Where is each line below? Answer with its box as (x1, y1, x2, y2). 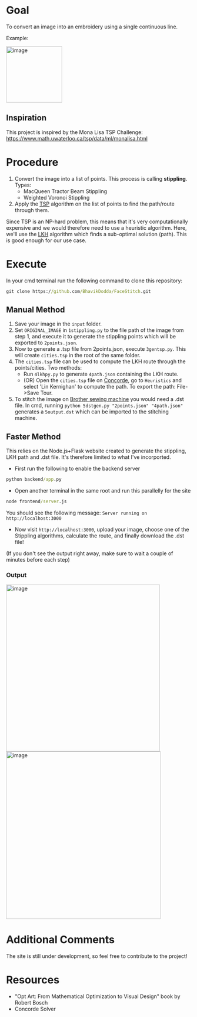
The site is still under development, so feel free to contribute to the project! (6, 953, 188, 960)
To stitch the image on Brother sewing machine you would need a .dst (14, 396, 184, 403)
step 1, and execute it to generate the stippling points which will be (14, 333, 176, 340)
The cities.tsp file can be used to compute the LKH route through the (14, 358, 186, 365)
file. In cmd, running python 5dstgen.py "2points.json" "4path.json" (14, 402, 183, 409)
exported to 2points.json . (14, 339, 78, 346)
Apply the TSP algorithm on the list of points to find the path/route (14, 200, 175, 207)
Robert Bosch (14, 999, 48, 1006)
